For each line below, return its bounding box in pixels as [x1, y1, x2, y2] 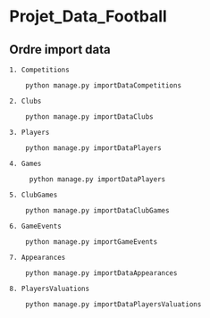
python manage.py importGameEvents [25, 238, 158, 247]
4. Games [9, 159, 42, 168]
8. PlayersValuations [9, 284, 90, 293]
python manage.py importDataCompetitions [25, 81, 181, 90]
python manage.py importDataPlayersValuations [25, 300, 202, 309]
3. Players [9, 128, 50, 137]
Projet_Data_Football [9, 6, 167, 27]
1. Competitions [9, 65, 70, 74]
